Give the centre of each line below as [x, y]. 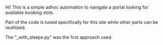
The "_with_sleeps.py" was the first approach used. [59, 37]
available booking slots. [30, 12]
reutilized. [16, 27]
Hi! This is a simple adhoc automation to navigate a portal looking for [77, 7]
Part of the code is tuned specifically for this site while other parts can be [82, 22]
